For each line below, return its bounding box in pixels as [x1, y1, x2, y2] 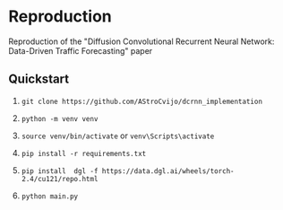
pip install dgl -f [21, 166, 99, 176]
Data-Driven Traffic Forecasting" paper [8, 45, 153, 56]
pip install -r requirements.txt [21, 149, 147, 158]
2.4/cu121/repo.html [21, 174, 99, 183]
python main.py [21, 191, 79, 201]
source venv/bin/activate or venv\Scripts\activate [21, 130, 215, 141]
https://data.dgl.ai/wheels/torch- [101, 166, 235, 176]
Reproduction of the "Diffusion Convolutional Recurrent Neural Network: [8, 36, 275, 47]
